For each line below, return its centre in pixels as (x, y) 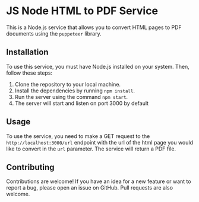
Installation (27, 52)
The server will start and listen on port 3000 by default (82, 103)
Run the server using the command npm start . (71, 97)
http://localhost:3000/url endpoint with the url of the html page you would (99, 142)
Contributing (30, 167)
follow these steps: (29, 73)
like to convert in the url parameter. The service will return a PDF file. (91, 149)
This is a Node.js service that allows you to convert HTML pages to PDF (94, 27)
